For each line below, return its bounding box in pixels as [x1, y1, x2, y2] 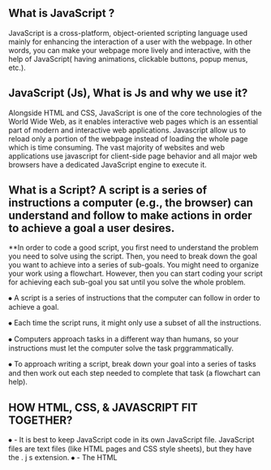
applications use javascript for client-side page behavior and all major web [8, 150, 258, 161]
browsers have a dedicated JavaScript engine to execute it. [8, 159, 207, 169]
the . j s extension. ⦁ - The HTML [8, 453, 118, 463]
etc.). [8, 63, 26, 72]
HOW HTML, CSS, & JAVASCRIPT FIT [8, 400, 199, 414]
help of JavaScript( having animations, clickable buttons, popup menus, [8, 54, 248, 63]
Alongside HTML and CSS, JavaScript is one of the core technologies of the [8, 107, 262, 117]
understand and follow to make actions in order [8, 209, 252, 223]
